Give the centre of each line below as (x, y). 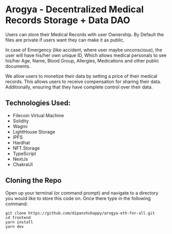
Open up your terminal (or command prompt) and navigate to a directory (82, 193)
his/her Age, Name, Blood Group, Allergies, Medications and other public (82, 60)
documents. (18, 66)
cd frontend (18, 218)
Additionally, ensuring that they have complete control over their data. (79, 87)
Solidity (21, 121)
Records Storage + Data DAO (68, 20)
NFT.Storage (26, 148)
